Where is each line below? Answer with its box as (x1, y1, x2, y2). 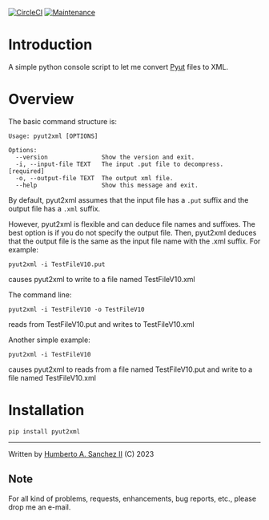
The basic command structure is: (8, 116, 118, 126)
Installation (8, 401, 85, 420)
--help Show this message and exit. (15, 181, 199, 189)
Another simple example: (8, 335, 90, 345)
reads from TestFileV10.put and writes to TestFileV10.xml (8, 319, 195, 329)
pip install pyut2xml (8, 427, 81, 436)
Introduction (8, 36, 93, 54)
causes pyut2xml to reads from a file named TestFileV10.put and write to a (8, 365, 253, 374)
